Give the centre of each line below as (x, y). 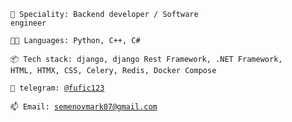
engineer (28, 23)
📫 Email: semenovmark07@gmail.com (84, 107)
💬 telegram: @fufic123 (57, 88)
